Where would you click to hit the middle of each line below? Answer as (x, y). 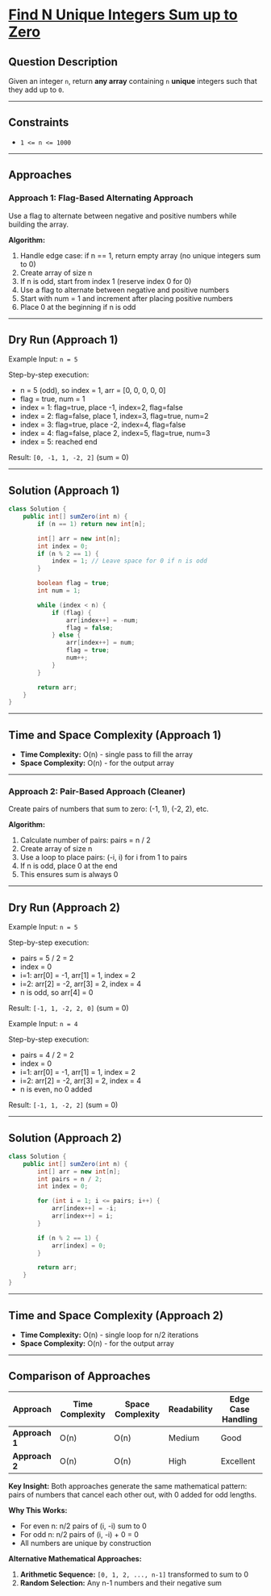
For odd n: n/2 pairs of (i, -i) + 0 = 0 (79, 1534)
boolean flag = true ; (74, 583)
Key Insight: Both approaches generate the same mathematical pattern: (128, 1485)
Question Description (63, 62)
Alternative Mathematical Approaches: (75, 1558)
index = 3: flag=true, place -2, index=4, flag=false (103, 424)
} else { (66, 635)
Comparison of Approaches (79, 1376)
